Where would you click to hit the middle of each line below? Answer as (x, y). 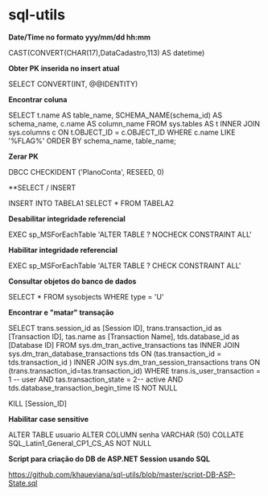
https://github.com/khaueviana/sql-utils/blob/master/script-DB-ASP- (122, 474)
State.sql (23, 483)
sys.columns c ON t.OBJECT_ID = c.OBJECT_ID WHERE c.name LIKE (122, 132)
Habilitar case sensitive (49, 419)
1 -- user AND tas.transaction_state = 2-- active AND (96, 379)
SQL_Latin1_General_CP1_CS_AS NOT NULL (80, 443)
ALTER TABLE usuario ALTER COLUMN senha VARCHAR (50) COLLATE (126, 434)
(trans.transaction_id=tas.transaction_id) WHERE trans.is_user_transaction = (135, 370)
